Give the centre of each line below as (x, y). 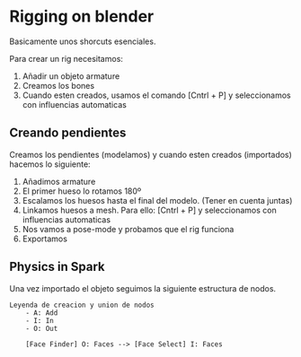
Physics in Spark (57, 267)
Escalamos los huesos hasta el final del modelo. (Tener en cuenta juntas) (157, 200)
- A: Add (42, 313)
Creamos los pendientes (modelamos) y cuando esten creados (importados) (150, 154)
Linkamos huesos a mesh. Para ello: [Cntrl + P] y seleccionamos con (149, 210)
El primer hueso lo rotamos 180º (82, 191)
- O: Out (42, 328)
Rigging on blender (82, 17)
